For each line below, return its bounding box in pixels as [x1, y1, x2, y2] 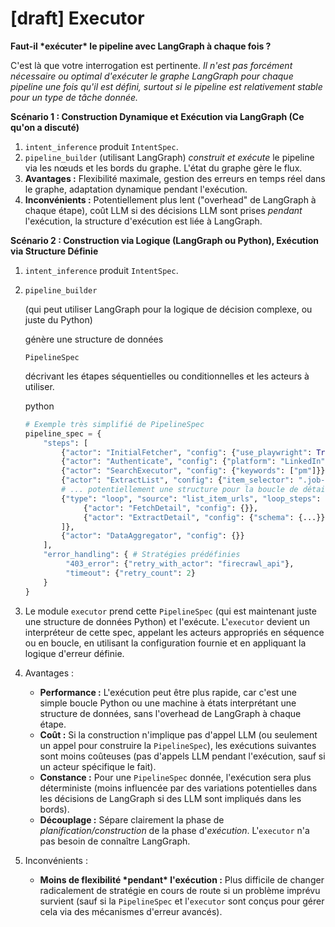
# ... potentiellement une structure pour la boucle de [61, 485, 299, 495]
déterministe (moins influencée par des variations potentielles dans [39, 782, 318, 794]
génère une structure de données [24, 333, 164, 345]
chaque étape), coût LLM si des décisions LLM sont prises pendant [24, 204, 303, 216]
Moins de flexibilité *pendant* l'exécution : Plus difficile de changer [39, 873, 325, 886]
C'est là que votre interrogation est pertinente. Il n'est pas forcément [10, 59, 293, 71]
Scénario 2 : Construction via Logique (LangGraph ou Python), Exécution [10, 234, 320, 246]
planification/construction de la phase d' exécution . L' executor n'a [39, 824, 310, 836]
